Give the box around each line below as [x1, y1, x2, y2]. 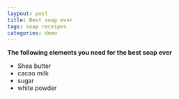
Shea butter [17, 62, 52, 70]
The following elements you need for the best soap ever [7, 48, 172, 57]
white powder [17, 84, 57, 92]
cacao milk [17, 69, 49, 78]
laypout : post [7, 10, 49, 17]
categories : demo [7, 29, 58, 37]
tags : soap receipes [7, 23, 68, 30]
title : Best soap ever [7, 17, 73, 24]
